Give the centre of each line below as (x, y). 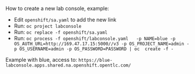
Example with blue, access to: (41, 60)
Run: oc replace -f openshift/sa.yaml (61, 32)
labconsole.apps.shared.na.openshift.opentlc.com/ (68, 65)
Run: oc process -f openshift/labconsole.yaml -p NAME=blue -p (95, 38)
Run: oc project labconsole (48, 26)
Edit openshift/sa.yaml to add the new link (65, 20)
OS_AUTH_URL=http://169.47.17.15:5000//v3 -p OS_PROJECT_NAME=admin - (102, 44)
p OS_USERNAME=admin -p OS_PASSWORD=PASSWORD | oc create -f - (94, 49)
